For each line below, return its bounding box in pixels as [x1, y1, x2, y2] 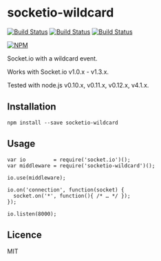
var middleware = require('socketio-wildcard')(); [7, 162, 155, 169]
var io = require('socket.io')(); [7, 156, 131, 163]
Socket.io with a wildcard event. [7, 54, 98, 63]
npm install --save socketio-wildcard [7, 119, 118, 126]
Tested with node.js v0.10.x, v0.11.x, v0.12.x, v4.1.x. [7, 81, 149, 89]
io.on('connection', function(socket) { [7, 186, 125, 194]
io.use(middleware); [7, 174, 67, 181]
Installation [7, 101, 56, 113]
